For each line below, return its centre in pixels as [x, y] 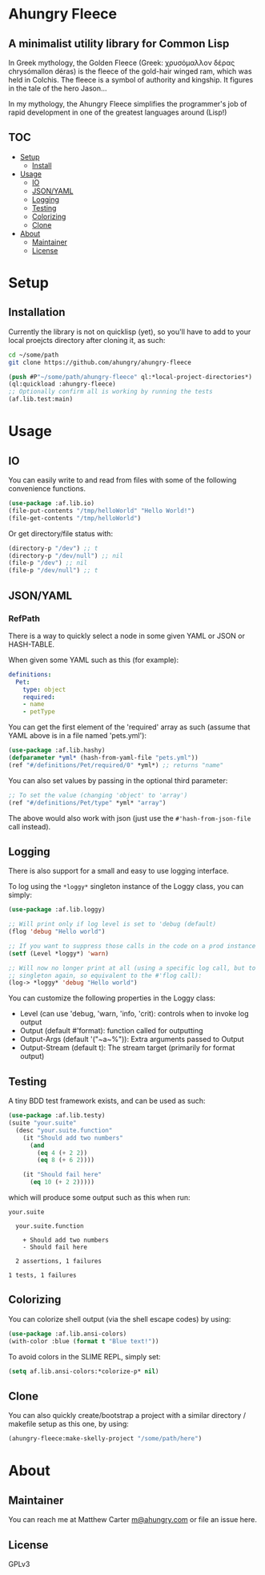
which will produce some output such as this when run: [99, 1197]
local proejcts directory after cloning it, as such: [87, 340]
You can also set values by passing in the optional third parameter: [118, 780]
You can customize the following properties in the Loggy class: [112, 998]
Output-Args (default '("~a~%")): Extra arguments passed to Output [132, 1040]
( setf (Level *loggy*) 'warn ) [59, 953]
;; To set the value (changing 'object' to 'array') [98, 795]
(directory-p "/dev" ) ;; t [53, 548]
